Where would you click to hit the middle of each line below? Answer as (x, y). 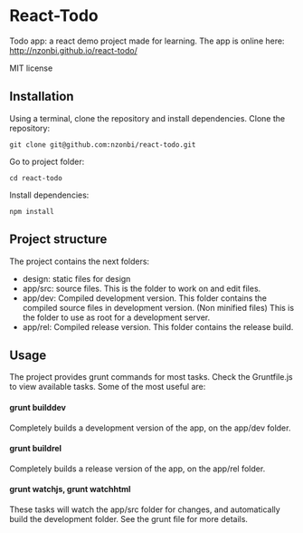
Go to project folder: (47, 161)
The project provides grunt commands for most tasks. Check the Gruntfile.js (151, 377)
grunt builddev (38, 407)
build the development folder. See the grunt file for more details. (129, 518)
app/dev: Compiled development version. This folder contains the (145, 298)
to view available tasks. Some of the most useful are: (108, 387)
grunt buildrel (35, 449)
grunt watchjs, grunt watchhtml (70, 489)
